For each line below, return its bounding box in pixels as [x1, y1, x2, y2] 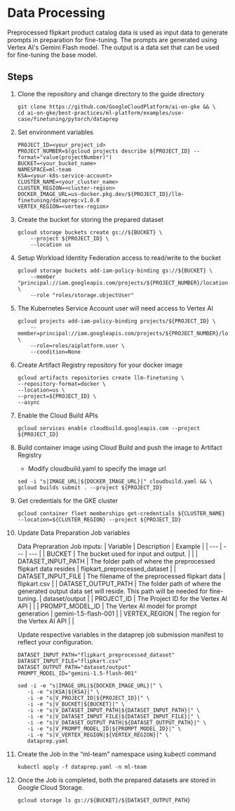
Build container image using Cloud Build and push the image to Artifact [17, 443, 222, 451]
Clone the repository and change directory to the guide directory [17, 89, 205, 98]
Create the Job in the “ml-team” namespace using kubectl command [17, 750, 216, 758]
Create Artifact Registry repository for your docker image [17, 361, 183, 369]
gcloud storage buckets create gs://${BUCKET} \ [17, 228, 163, 236]
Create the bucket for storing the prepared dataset [17, 215, 163, 223]
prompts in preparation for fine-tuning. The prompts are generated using [7, 35, 217, 44]
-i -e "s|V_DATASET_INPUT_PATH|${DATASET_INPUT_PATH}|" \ [27, 706, 201, 714]
